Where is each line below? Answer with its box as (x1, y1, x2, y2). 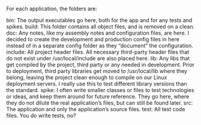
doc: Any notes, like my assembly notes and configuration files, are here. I (6, 29, 190, 36)
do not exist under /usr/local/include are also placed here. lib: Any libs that (6, 55, 190, 62)
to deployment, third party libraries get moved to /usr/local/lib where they (6, 68, 188, 74)
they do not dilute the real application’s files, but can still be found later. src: (6, 99, 193, 106)
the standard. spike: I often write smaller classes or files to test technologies (6, 87, 194, 93)
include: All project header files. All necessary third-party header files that (6, 48, 190, 56)
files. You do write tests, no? (6, 112, 76, 119)
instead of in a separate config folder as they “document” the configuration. (6, 42, 193, 49)
